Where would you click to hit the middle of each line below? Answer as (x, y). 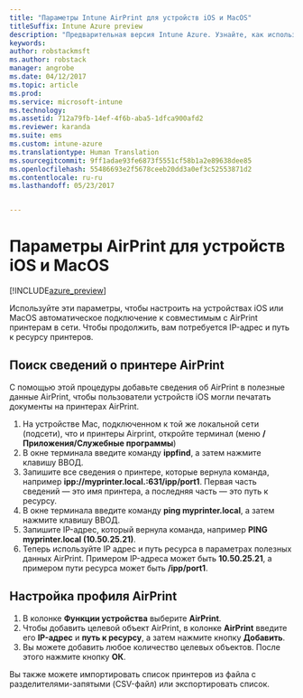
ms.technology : (38, 110)
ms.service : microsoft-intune (66, 102)
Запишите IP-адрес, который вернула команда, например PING (145, 529)
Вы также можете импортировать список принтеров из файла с (133, 674)
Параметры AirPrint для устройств (147, 246)
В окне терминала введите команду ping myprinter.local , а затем (148, 510)
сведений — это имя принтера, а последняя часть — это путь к (145, 491)
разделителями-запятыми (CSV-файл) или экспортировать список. (140, 684)
